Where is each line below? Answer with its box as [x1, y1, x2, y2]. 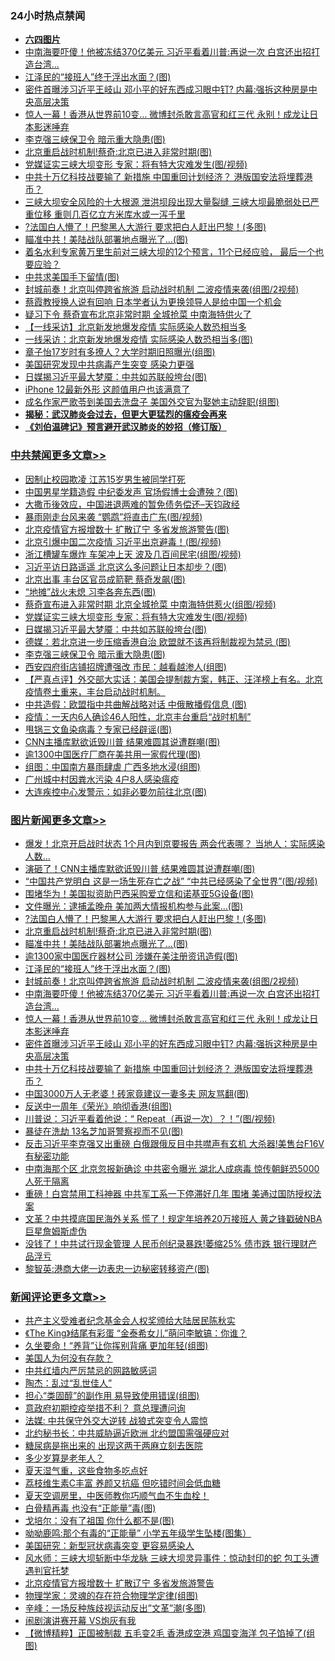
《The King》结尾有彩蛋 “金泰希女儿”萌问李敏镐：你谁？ [24, 1327, 248, 1339]
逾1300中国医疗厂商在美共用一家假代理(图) [24, 748, 202, 760]
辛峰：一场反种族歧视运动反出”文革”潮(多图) [24, 1602, 207, 1614]
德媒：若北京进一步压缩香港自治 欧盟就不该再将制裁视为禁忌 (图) [24, 635, 291, 647]
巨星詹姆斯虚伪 [24, 1225, 87, 1237]
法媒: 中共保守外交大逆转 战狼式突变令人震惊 [24, 1415, 208, 1427]
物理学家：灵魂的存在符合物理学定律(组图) [24, 1590, 199, 1602]
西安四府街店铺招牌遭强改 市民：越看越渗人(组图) [24, 660, 227, 672]
